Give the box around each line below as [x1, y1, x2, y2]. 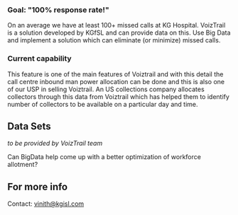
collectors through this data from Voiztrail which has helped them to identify [7, 92, 229, 100]
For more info [7, 180, 68, 192]
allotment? [7, 161, 38, 169]
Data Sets [7, 120, 51, 132]
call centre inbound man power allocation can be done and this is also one [7, 77, 225, 86]
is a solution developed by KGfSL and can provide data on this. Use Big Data [7, 28, 231, 37]
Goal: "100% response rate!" [7, 5, 109, 15]
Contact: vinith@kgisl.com [7, 199, 85, 208]
